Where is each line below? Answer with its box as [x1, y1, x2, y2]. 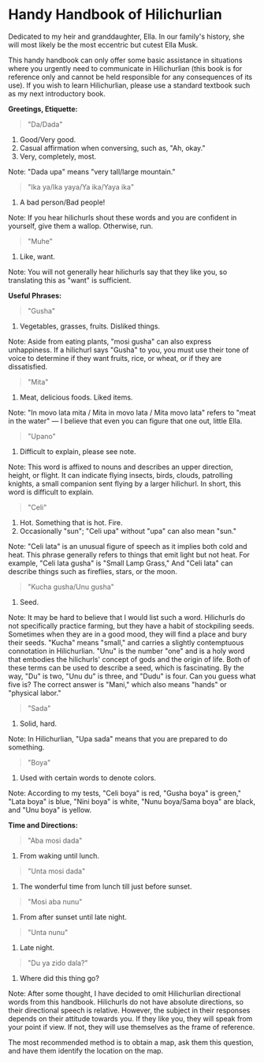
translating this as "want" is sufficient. [8, 275, 132, 285]
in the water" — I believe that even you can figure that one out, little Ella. [8, 416, 243, 426]
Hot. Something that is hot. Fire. [19, 517, 124, 527]
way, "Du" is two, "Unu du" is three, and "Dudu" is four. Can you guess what [8, 671, 256, 681]
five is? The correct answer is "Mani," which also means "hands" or [8, 679, 227, 689]
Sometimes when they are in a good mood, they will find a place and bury [8, 629, 247, 639]
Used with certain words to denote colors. [19, 772, 156, 783]
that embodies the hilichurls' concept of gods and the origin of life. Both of [8, 654, 251, 664]
